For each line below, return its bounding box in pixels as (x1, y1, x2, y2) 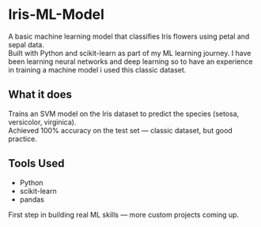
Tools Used (8, 157, 65, 170)
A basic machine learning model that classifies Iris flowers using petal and (8, 32, 250, 41)
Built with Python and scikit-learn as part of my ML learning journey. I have (8, 48, 252, 58)
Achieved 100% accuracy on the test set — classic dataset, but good (8, 125, 233, 135)
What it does (8, 88, 73, 102)
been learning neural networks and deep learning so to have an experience (8, 57, 253, 66)
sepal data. (8, 39, 45, 49)
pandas (19, 195, 45, 204)
